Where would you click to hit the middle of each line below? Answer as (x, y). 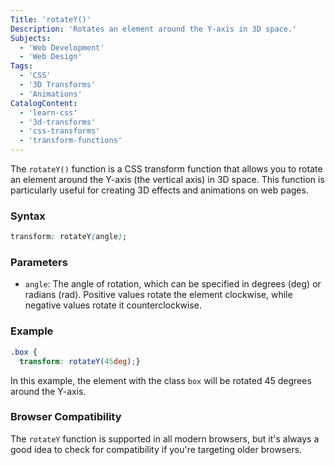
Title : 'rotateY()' (51, 19)
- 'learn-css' (48, 112)
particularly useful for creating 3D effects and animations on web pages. (159, 190)
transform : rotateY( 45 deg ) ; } (80, 361)
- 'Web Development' (62, 47)
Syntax (28, 216)
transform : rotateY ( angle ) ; (69, 237)
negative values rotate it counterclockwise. (113, 305)
